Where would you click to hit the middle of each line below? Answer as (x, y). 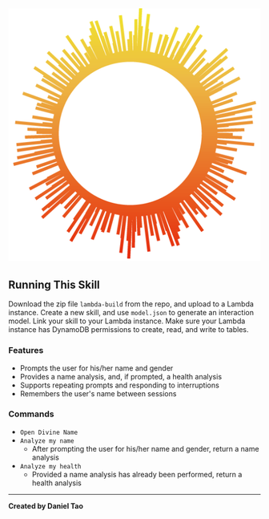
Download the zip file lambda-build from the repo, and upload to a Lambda (131, 304)
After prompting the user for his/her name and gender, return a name (145, 448)
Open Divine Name (49, 432)
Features (26, 351)
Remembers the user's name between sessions (98, 393)
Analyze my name (47, 441)
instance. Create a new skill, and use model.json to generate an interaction (131, 313)
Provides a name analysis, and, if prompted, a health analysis (121, 376)
